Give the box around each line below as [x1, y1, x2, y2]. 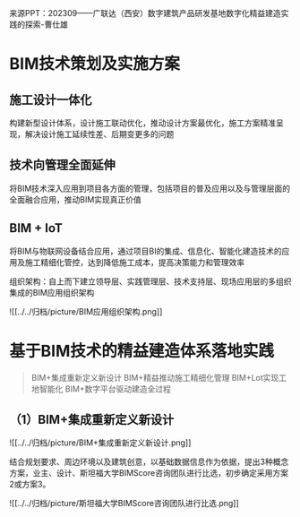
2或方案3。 [9, 478, 51, 490]
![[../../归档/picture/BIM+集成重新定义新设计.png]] [9, 437, 192, 448]
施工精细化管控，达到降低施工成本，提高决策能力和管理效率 [24, 256, 244, 267]
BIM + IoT [9, 220, 63, 236]
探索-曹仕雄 [24, 19, 69, 30]
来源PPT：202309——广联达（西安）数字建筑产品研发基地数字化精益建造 [9, 8, 281, 18]
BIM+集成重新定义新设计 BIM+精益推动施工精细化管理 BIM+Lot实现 [30, 372, 279, 383]
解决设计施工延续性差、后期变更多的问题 [24, 129, 175, 139]
